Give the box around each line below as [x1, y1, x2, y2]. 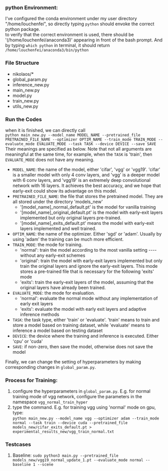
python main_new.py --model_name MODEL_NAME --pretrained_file [5, 132, 141, 137]
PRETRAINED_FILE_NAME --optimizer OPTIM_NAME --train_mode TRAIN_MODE [5, 137, 156, 142]
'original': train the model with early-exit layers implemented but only [20, 257, 162, 264]
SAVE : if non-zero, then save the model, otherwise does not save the [12, 343, 153, 350]
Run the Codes [5, 116, 42, 123]
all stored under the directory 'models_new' [12, 199, 103, 205]
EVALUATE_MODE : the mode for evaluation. [12, 290, 96, 296]
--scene [37, 462, 54, 467]
